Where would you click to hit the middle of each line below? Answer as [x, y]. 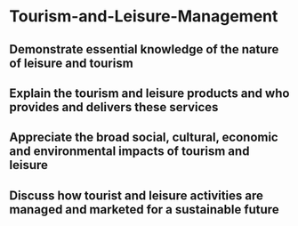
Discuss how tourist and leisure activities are [137, 195]
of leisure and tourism [71, 63]
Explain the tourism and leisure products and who [149, 93]
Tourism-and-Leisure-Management [144, 16]
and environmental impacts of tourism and [129, 152]
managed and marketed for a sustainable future [144, 210]
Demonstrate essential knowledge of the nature [144, 49]
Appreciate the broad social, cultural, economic [144, 137]
